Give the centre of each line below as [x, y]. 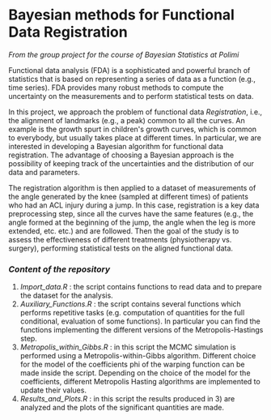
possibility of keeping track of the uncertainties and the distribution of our [131, 163]
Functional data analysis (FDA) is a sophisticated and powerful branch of [129, 70]
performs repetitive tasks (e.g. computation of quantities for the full [132, 313]
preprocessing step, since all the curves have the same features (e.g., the [131, 213]
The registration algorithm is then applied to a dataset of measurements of [132, 187]
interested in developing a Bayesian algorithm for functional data [116, 146]
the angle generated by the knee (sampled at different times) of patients [129, 196]
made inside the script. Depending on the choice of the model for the [135, 373]
